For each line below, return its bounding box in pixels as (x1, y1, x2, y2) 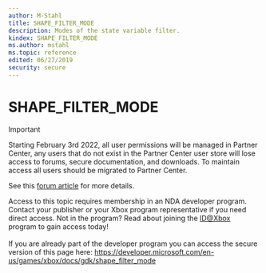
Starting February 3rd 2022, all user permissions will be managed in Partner (8, 140, 258, 149)
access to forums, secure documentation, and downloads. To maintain (8, 156, 240, 166)
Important (8, 125, 41, 134)
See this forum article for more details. (8, 180, 135, 190)
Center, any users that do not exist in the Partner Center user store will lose (8, 148, 256, 158)
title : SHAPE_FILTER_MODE (8, 19, 94, 27)
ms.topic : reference (8, 49, 77, 57)
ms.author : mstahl (8, 42, 69, 49)
